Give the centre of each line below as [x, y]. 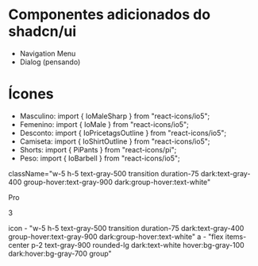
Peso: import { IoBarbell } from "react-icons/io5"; [100, 158]
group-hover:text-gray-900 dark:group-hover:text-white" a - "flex [116, 237]
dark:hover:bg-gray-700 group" [60, 253]
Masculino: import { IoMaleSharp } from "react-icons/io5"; [115, 116]
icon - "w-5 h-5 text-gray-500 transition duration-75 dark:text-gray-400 [126, 228]
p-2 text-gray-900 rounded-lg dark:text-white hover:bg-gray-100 [138, 245]
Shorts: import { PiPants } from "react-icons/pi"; [98, 149]
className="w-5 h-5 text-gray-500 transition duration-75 [104, 173]
